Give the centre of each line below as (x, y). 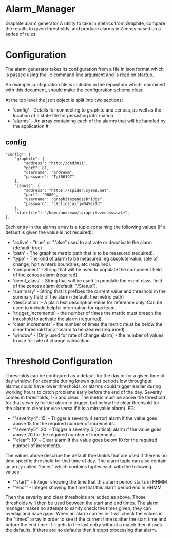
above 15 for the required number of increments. (64, 423)
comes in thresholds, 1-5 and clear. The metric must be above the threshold (85, 397)
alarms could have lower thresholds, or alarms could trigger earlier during (83, 386)
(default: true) (27, 248)
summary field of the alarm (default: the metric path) (68, 296)
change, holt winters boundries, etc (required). (62, 264)
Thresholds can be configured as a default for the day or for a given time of (85, 375)
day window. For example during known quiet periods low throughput (79, 381)
